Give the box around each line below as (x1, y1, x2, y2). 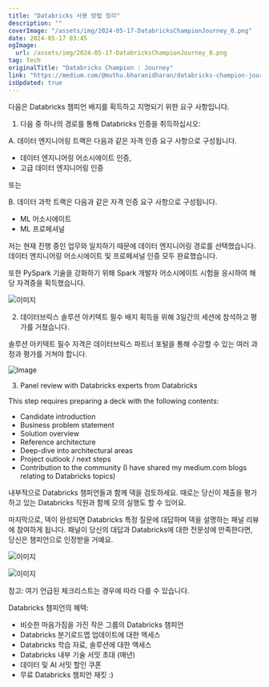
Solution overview (19, 428, 80, 438)
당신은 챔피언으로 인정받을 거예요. (8, 534, 114, 544)
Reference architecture (19, 437, 96, 447)
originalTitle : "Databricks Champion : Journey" (8, 64, 174, 72)
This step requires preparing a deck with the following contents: (8, 396, 219, 405)
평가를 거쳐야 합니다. (22, 349, 88, 359)
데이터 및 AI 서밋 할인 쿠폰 (19, 660, 102, 669)
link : (8, 71, 26, 79)
